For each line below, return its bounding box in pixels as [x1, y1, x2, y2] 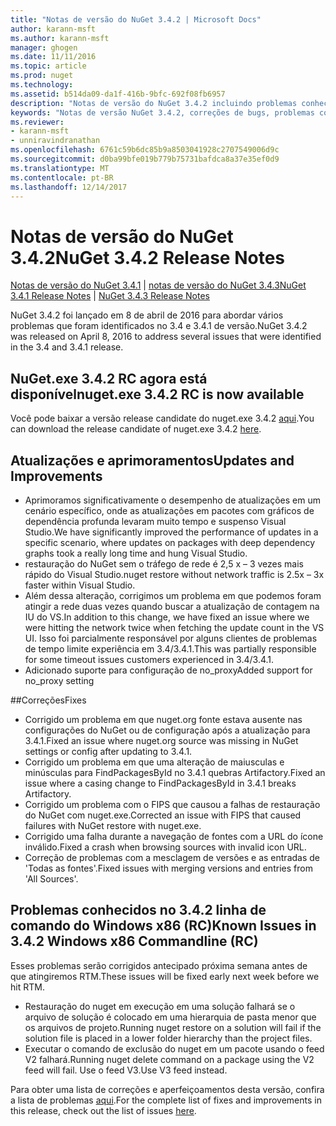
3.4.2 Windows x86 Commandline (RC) [10, 933, 259, 950]
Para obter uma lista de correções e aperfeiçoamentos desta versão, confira [10, 1083, 325, 1095]
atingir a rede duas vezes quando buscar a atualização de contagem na [24, 600, 320, 612]
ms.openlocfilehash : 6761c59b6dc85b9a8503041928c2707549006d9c [10, 145, 280, 155]
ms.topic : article [10, 61, 87, 71]
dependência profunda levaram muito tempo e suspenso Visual [24, 515, 287, 527]
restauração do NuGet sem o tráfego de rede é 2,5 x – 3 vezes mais [24, 557, 304, 570]
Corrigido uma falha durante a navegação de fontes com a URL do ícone [24, 830, 324, 842]
